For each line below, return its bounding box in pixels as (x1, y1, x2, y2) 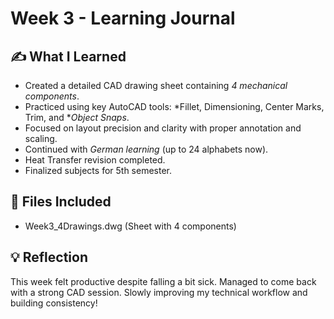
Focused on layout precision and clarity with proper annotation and (24, 122, 302, 134)
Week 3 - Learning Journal (10, 7, 236, 30)
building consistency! (10, 297, 98, 309)
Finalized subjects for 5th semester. (24, 165, 173, 176)
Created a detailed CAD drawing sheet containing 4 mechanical (24, 80, 288, 91)
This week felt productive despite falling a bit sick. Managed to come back (10, 275, 317, 287)
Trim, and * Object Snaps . (24, 112, 130, 123)
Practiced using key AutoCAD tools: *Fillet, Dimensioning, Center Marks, (24, 101, 325, 112)
